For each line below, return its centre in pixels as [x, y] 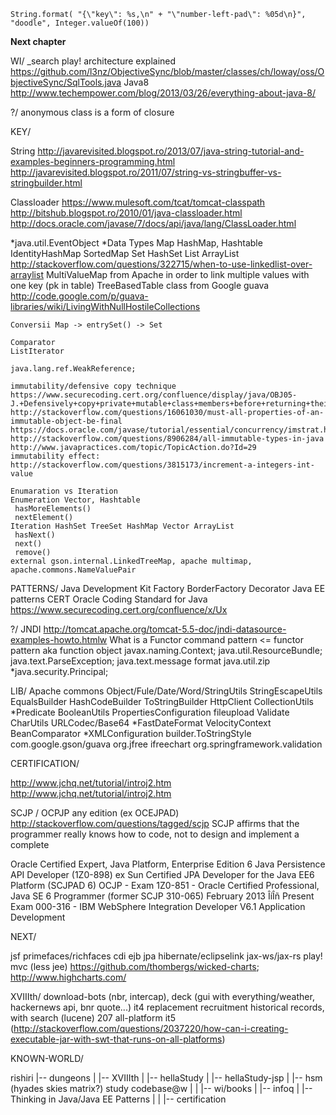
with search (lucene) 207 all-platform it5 [93, 1018]
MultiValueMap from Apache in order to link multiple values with [177, 274]
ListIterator [37, 351]
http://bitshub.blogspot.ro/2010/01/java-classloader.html [126, 213]
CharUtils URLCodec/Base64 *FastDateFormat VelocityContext [141, 723]
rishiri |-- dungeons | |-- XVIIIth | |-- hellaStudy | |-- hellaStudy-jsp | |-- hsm [166, 1078]
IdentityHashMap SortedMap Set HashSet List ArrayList [125, 253]
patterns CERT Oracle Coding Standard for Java [109, 599]
